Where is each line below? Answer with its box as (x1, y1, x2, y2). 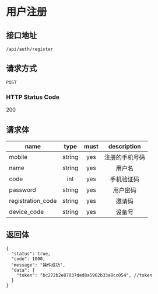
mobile (9, 153, 28, 161)
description (108, 142, 141, 150)
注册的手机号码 (104, 153, 146, 161)
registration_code (9, 196, 57, 205)
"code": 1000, (11, 255, 45, 262)
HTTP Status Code (6, 93, 60, 101)
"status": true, (11, 251, 51, 257)
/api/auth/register (6, 46, 54, 52)
